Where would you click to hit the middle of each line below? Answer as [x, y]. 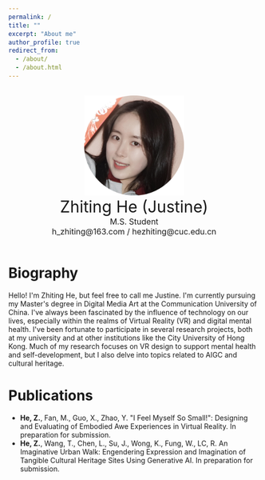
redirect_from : [34, 51]
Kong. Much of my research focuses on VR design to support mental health [132, 346]
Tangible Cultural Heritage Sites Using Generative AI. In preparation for [136, 460]
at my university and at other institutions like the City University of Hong [127, 338]
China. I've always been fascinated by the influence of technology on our [129, 312]
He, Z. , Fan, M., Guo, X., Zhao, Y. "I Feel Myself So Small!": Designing [134, 418]
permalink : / [30, 17]
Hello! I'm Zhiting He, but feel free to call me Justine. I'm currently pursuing [132, 295]
